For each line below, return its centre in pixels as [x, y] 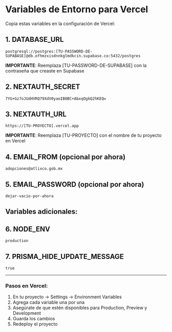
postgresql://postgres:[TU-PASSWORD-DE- [49, 51]
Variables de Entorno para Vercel [77, 9]
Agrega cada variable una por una [49, 302]
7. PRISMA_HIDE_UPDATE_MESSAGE [64, 256]
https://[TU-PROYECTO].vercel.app [42, 126]
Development [27, 313]
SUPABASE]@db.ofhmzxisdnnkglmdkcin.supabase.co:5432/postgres [73, 56]
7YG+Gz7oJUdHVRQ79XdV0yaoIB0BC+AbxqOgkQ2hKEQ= [56, 99]
